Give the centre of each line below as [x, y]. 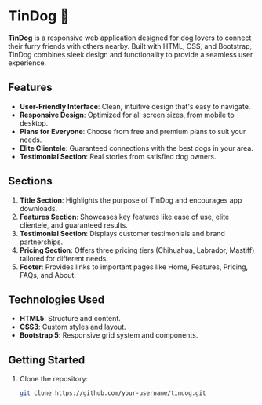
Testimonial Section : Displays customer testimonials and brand [122, 233]
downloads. [38, 208]
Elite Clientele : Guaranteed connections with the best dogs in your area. [136, 148]
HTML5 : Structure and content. [70, 319]
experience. [27, 63]
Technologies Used [56, 299]
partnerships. [41, 242]
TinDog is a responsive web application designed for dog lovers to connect [130, 38]
